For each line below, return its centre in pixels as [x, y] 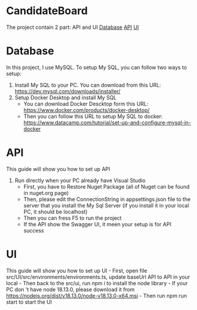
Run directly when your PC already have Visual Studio [80, 180]
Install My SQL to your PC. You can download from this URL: [88, 85]
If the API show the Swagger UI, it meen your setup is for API [97, 224]
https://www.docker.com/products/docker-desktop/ [86, 110]
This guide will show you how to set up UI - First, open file [77, 271]
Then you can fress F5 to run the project [73, 218]
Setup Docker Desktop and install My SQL [65, 97]
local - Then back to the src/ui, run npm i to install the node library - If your [97, 283]
